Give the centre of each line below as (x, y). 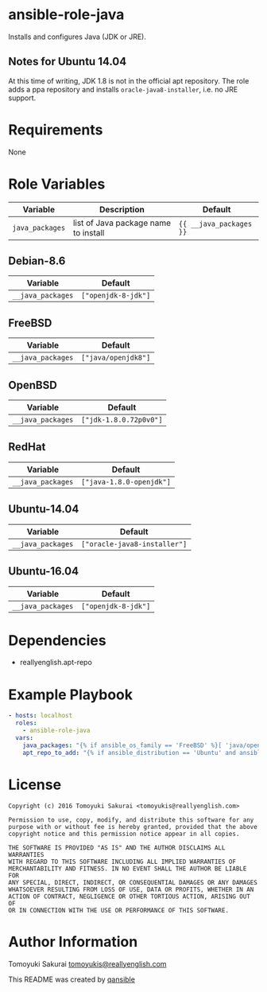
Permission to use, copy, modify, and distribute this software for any (131, 820)
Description (122, 209)
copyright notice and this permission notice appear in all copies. (124, 834)
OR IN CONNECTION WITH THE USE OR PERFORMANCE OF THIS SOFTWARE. (118, 910)
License (35, 784)
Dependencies (57, 640)
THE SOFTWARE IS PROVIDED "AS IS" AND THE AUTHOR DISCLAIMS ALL (117, 848)
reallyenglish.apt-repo (56, 663)
